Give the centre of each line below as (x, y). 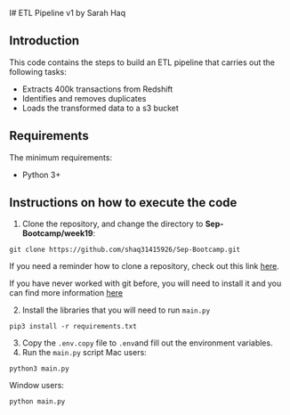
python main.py (37, 402)
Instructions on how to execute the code (123, 203)
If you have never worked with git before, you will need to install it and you (145, 283)
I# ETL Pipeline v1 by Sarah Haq (68, 13)
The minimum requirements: (61, 157)
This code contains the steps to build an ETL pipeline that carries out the (142, 62)
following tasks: (38, 71)
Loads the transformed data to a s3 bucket (101, 108)
